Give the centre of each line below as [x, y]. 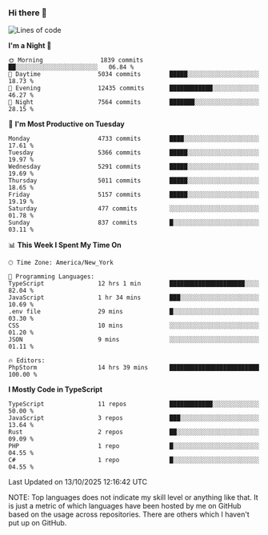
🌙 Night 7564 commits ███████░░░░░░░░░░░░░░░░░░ [134, 102]
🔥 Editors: [27, 361]
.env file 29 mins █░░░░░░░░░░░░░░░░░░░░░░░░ [134, 312]
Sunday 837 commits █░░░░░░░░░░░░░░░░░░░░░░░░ [134, 223]
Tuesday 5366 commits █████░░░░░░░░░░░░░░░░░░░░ [134, 153]
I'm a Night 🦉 [30, 46]
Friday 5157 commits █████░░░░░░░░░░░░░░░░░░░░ [134, 195]
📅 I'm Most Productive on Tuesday [67, 124]
